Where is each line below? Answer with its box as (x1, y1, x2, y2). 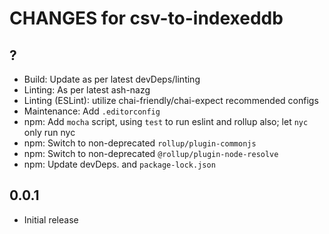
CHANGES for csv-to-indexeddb (9, 7, 284, 30)
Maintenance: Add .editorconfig (23, 105, 161, 117)
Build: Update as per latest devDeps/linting (23, 73, 201, 85)
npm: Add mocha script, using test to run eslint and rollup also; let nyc (23, 116, 309, 127)
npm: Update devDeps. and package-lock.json (23, 158, 216, 170)
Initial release (23, 213, 79, 226)
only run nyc (23, 127, 76, 138)
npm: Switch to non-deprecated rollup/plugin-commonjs (23, 137, 257, 149)
